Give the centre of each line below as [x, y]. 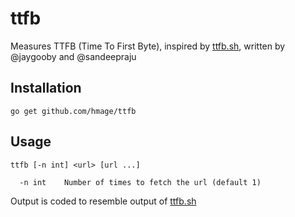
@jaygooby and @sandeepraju [73, 56]
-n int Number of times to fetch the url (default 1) [140, 182]
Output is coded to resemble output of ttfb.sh [103, 201]
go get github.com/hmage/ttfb [73, 111]
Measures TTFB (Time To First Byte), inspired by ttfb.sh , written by [148, 46]
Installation [46, 88]
